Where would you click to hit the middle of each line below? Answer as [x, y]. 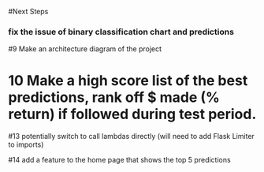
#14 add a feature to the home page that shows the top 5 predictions [119, 160]
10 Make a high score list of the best [128, 81]
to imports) [26, 144]
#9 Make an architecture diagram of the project [85, 49]
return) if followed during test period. [132, 114]
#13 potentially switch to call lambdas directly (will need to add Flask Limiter [131, 136]
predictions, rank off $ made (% [114, 97]
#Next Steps [28, 11]
